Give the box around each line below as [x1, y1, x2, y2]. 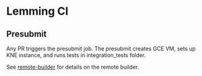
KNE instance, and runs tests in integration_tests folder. [6, 51, 146, 59]
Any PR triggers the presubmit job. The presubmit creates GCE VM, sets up [6, 45, 196, 52]
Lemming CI [6, 4, 69, 18]
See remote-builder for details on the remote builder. [6, 63, 140, 70]
